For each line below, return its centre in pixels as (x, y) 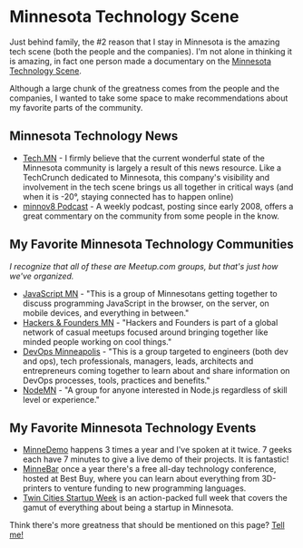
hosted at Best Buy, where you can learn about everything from (141, 479)
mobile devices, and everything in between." (106, 313)
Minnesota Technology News (94, 137)
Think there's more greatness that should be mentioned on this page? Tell (147, 525)
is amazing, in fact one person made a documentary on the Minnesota (141, 61)
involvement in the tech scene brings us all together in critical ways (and (158, 187)
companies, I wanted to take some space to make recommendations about (149, 98)
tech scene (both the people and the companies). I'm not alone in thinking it (151, 51)
